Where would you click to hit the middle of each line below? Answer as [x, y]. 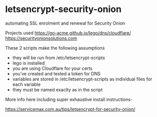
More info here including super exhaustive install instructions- [69, 99]
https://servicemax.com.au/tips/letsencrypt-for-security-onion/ [70, 109]
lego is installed [28, 63]
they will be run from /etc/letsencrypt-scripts [58, 57]
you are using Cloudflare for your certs [52, 68]
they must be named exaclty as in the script [57, 89]
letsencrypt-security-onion [63, 9]
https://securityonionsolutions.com [41, 38]
